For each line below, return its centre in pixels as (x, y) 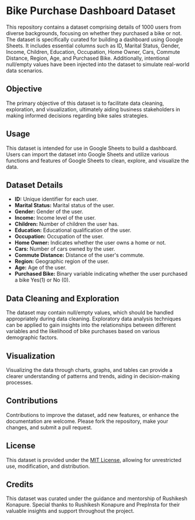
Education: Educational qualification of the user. (73, 230)
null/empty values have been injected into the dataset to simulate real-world (98, 64)
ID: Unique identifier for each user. (56, 199)
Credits (20, 485)
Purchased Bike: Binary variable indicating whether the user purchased (101, 274)
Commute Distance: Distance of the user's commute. (79, 255)
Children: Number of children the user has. (66, 224)
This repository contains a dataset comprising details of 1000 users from (94, 27)
